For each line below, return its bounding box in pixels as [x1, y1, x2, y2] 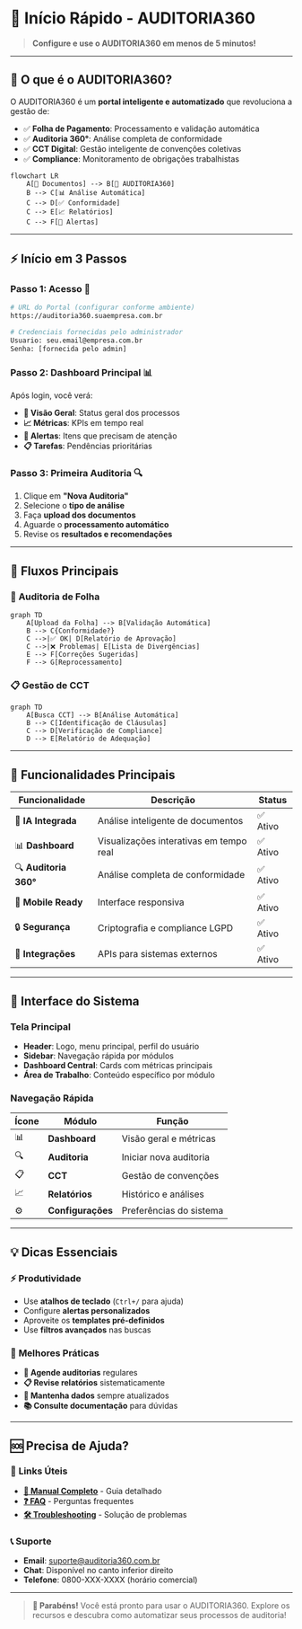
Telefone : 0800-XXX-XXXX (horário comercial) [22, 1574, 198, 1585]
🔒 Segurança [14, 920, 71, 933]
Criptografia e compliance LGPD [98, 922, 234, 934]
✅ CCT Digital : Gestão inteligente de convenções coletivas [22, 143, 242, 154]
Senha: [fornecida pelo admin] [10, 344, 127, 353]
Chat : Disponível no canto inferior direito [22, 1565, 174, 1576]
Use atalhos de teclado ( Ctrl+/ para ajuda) [22, 1296, 185, 1306]
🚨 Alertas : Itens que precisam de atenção [22, 430, 177, 441]
